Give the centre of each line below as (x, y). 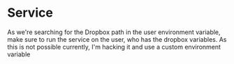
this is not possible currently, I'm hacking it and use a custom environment (114, 47)
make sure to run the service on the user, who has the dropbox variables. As (117, 39)
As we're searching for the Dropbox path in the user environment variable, (114, 32)
